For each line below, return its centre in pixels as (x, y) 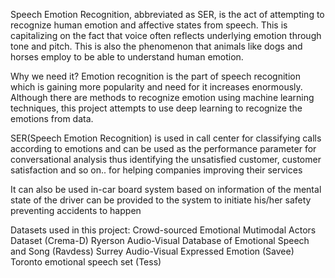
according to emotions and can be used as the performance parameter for (163, 148)
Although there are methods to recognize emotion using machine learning (162, 97)
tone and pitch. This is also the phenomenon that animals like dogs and (156, 46)
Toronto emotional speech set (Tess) (86, 262)
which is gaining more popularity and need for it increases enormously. (156, 87)
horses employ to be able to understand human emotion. (127, 57)
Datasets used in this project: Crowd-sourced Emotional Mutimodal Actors (163, 230)
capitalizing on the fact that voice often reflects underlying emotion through (166, 35)
